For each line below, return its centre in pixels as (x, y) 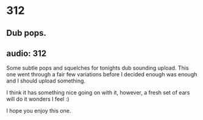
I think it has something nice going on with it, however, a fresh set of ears (98, 93)
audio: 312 (27, 53)
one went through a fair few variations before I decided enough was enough (102, 75)
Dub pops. (27, 33)
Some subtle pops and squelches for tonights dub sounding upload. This (98, 68)
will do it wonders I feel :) (38, 99)
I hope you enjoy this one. (39, 111)
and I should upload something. (46, 81)
